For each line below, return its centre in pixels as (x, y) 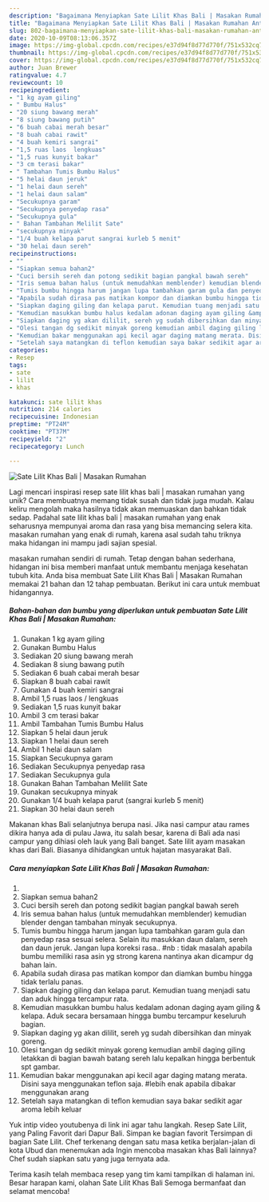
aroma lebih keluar (51, 1109)
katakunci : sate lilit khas (56, 402)
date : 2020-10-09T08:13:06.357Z (63, 38)
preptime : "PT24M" (40, 425)
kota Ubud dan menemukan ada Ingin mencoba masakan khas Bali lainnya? (133, 1150)
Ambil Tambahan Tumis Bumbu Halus (82, 724)
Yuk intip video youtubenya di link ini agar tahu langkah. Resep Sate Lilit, (128, 1125)
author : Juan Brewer (44, 68)
